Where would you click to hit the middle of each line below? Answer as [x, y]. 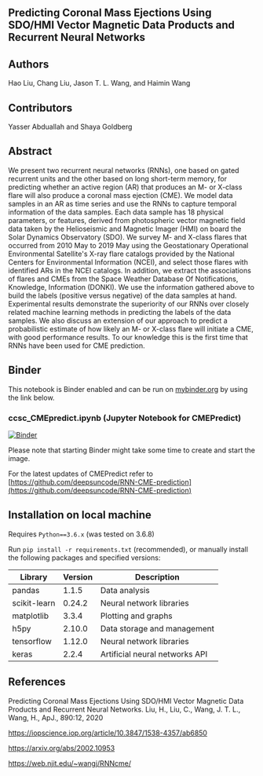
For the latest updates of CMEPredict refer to [80, 474]
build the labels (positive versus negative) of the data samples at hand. [122, 295]
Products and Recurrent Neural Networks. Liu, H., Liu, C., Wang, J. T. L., [124, 709]
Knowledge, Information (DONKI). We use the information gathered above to [131, 287]
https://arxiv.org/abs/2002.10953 [62, 748]
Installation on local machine [80, 515]
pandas [26, 590]
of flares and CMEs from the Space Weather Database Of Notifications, [123, 279]
